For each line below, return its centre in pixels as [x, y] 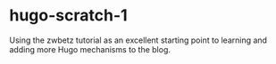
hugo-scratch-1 [68, 16]
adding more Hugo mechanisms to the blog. [90, 49]
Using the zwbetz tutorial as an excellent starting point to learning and [138, 40]
